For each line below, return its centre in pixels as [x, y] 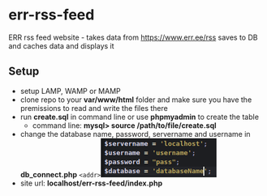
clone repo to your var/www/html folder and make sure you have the [136, 100]
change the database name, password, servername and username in [135, 134]
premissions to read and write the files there [94, 108]
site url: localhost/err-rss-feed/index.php [91, 183]
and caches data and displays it [62, 45]
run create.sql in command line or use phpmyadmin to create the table [140, 117]
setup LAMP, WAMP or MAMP [70, 91]
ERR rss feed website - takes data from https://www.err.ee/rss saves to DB [133, 37]
